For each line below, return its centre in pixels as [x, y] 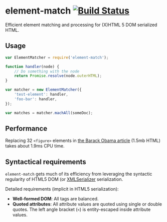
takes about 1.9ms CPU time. [35, 146]
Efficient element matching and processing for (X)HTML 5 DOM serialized [81, 25]
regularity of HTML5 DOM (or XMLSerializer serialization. [64, 179]
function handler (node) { [32, 66]
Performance [26, 128]
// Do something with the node [47, 71]
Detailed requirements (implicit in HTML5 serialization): [62, 189]
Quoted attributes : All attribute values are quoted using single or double [87, 204]
